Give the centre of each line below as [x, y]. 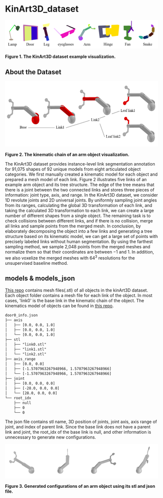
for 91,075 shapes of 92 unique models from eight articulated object [73, 169]
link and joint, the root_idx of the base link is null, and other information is [78, 432]
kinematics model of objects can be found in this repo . [59, 306]
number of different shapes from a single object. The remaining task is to [78, 216]
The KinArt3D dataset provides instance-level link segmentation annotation [80, 164]
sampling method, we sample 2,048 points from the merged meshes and [78, 247]
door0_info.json [21, 315]
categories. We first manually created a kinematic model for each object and [81, 174]
